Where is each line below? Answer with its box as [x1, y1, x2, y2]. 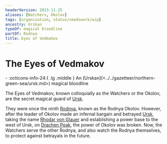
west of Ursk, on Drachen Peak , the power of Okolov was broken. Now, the [5, 122, 162, 128]
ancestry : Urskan [5, 21, 42, 27]
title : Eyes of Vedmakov [5, 36, 58, 41]
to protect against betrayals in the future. [5, 132, 91, 138]
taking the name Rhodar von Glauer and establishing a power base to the [5, 116, 158, 123]
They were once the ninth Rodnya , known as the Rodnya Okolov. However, [5, 105, 161, 111]
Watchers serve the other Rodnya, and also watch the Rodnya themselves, [5, 127, 161, 133]
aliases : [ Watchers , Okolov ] [5, 12, 67, 17]
